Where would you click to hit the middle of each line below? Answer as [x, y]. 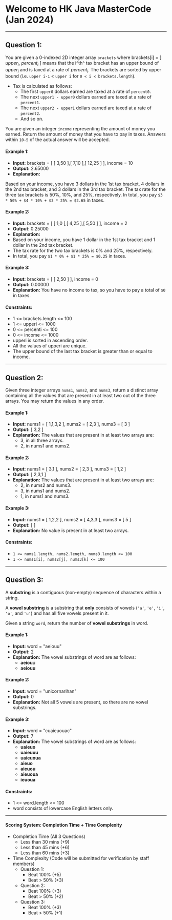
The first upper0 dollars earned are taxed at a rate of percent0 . [85, 92]
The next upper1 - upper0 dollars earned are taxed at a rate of [86, 97]
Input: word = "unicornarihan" [45, 691]
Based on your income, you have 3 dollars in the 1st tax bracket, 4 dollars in [85, 184]
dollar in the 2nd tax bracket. [43, 245]
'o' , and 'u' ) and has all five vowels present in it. [57, 613]
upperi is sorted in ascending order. [50, 340]
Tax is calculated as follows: [42, 86]
